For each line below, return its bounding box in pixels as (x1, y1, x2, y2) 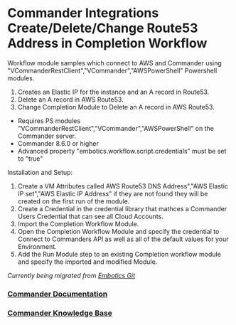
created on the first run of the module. (17, 197, 130, 206)
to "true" (17, 154, 43, 163)
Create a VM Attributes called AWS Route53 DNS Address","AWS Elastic (17, 181, 229, 190)
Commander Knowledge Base (7, 308, 112, 318)
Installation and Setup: (7, 168, 73, 176)
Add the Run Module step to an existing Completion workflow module (17, 250, 222, 258)
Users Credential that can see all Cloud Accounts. (17, 212, 163, 220)
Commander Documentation (7, 289, 108, 299)
